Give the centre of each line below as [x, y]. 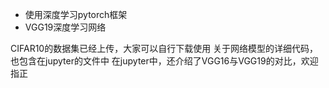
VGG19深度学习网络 [65, 27]
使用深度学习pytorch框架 [76, 14]
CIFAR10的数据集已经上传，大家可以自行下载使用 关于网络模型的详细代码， [164, 48]
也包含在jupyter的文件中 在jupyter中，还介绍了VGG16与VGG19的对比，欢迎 [164, 61]
